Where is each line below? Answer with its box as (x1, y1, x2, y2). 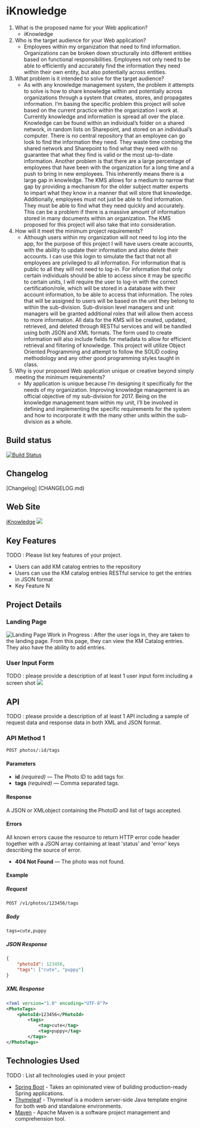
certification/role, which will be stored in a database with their (23, 284, 176, 291)
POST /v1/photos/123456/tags (6, 900, 79, 907)
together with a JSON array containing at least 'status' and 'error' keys (6, 840, 180, 847)
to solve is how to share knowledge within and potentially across (23, 87, 183, 94)
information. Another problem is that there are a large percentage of (23, 157, 191, 164)
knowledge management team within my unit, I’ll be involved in (23, 399, 179, 406)
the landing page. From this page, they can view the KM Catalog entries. (6, 637, 184, 644)
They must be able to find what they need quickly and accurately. (23, 202, 185, 209)
